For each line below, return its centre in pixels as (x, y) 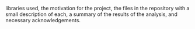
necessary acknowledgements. (43, 20)
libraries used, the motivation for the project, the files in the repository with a (97, 8)
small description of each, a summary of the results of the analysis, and (91, 14)
